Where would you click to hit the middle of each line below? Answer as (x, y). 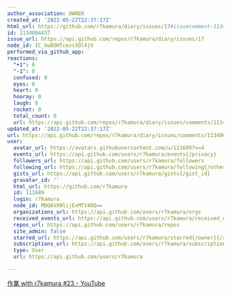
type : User (29, 251)
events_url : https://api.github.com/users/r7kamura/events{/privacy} (115, 155)
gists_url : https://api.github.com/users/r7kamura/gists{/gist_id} (112, 174)
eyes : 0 (24, 84)
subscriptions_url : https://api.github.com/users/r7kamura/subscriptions (121, 244)
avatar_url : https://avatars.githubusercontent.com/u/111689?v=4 (109, 148)
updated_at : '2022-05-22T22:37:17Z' (59, 129)
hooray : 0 (27, 97)
